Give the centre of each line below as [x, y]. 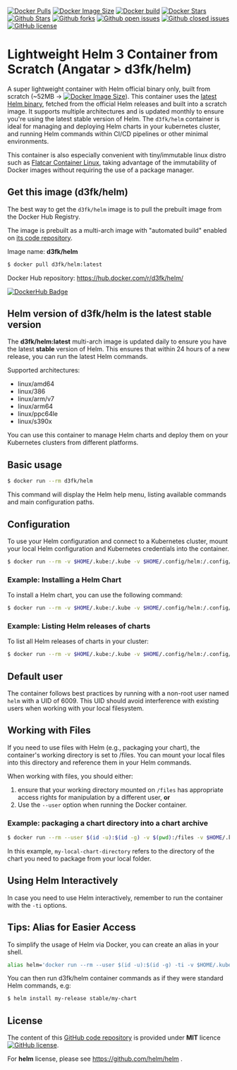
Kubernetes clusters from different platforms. [73, 443]
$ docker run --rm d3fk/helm [50, 481]
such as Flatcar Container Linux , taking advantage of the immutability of [112, 162]
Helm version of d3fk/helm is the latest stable [109, 314]
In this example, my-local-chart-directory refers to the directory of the [111, 851]
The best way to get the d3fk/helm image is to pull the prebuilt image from [115, 209]
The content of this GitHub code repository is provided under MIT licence [114, 1038]
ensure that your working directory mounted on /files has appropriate [120, 789]
